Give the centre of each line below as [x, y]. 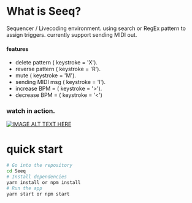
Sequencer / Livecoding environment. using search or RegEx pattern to [96, 28]
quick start [35, 149]
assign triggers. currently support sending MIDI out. [72, 34]
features [17, 49]
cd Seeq [16, 171]
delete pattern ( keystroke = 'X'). [56, 63]
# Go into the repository [39, 166]
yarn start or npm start [38, 194]
